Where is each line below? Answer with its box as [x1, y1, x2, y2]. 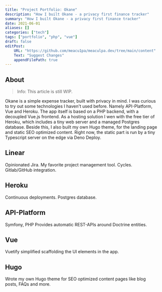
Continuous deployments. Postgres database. [5, 194, 97, 200]
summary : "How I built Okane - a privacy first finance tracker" [5, 16, 141, 21]
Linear [5, 149, 25, 157]
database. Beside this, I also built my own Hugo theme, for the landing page [5, 124, 158, 130]
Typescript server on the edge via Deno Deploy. [5, 134, 101, 140]
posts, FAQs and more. [5, 281, 51, 287]
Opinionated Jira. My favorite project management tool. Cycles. [5, 161, 133, 167]
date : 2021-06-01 [5, 21, 40, 26]
